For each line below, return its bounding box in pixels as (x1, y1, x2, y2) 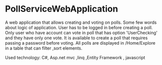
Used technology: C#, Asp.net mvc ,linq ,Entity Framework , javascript (5, 54, 145, 60)
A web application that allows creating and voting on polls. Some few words (5, 19, 157, 25)
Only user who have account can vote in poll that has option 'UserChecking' (5, 30, 158, 35)
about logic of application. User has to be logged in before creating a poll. (5, 24, 153, 30)
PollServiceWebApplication (5, 3, 118, 15)
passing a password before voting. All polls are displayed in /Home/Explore (5, 40, 156, 46)
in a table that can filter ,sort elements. (5, 45, 83, 51)
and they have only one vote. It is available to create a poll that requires (5, 35, 148, 41)
